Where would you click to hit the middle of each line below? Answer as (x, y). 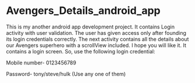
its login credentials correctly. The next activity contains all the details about (97, 39)
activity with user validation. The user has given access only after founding (96, 33)
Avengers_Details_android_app (83, 11)
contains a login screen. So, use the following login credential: (81, 51)
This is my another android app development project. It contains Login (90, 27)
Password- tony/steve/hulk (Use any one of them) (66, 74)
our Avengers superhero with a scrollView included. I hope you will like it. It (96, 45)
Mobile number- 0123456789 (41, 63)
